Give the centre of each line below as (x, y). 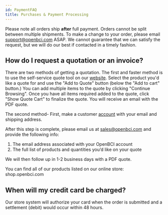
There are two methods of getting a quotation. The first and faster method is (84, 73)
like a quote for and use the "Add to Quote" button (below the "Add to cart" (82, 83)
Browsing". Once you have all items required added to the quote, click (77, 94)
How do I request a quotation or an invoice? (74, 60)
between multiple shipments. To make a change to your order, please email (83, 34)
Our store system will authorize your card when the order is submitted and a (84, 202)
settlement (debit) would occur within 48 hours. (54, 207)
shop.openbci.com (25, 174)
